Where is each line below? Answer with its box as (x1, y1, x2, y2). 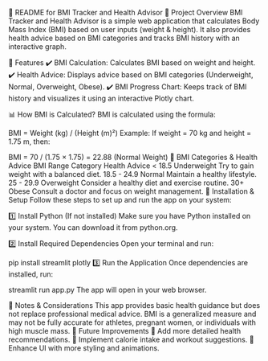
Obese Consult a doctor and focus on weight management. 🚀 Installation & (8, 187, 255, 196)
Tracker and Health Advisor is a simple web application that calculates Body (8, 16, 260, 26)
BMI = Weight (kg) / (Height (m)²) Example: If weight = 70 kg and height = (8, 129, 251, 137)
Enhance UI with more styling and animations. (8, 343, 160, 353)
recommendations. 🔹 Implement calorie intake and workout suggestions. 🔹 (8, 334, 254, 344)
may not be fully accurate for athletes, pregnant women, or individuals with (8, 318, 257, 327)
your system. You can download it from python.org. (8, 223, 178, 232)
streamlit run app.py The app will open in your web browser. (8, 285, 207, 294)
